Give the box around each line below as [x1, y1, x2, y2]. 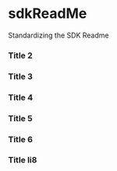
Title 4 [8, 91, 34, 102]
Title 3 [8, 71, 33, 82]
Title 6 [8, 134, 34, 144]
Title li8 [8, 155, 37, 166]
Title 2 [8, 50, 33, 61]
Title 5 [8, 112, 33, 123]
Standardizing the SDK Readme [8, 30, 109, 40]
